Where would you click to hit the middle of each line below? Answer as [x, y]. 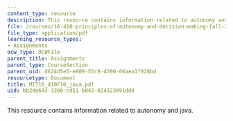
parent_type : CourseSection [48, 65]
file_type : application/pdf [48, 33]
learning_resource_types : [44, 39]
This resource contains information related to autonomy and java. [100, 111]
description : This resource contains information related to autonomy [111, 20]
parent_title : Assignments [46, 59]
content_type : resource [42, 13]
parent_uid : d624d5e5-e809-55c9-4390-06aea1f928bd [82, 71]
